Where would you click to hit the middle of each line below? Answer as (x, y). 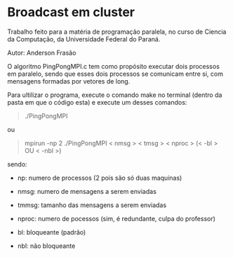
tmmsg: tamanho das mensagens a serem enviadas (92, 205)
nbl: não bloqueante (46, 246)
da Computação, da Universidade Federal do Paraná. (84, 39)
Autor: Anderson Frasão (42, 53)
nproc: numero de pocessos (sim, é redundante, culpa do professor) (116, 218)
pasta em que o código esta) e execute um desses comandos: (97, 102)
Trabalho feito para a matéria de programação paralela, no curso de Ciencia (117, 32)
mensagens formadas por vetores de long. (69, 81)
